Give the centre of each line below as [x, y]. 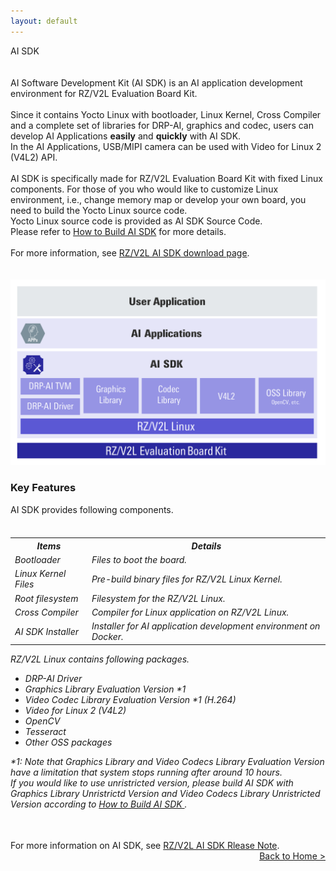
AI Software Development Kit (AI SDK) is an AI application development [156, 82]
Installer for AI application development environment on [206, 626]
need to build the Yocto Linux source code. [99, 210]
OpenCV [42, 721]
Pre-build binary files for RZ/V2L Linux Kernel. [187, 579]
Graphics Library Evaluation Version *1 [105, 689]
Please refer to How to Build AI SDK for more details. [118, 231]
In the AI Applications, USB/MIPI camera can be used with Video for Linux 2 [166, 146]
